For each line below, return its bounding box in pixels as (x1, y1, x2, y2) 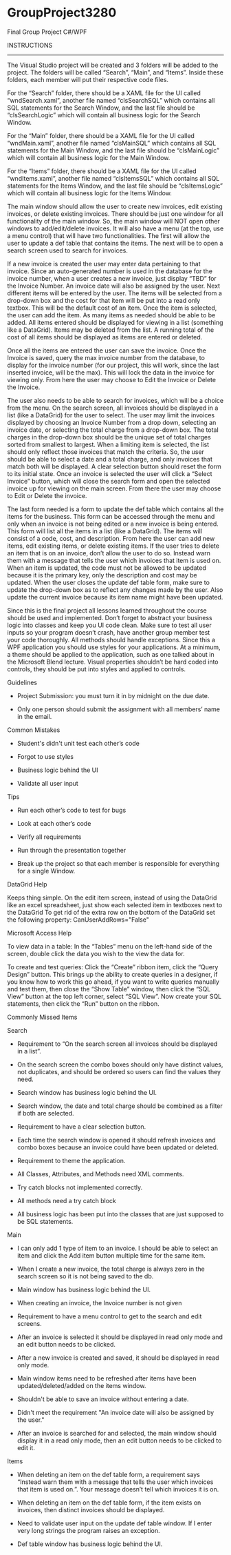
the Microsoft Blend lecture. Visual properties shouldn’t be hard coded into (7, 657, 219, 666)
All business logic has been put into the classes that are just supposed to (16, 1209, 224, 1218)
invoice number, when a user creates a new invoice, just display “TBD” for (7, 274, 217, 282)
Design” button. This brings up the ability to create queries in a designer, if (7, 970, 218, 978)
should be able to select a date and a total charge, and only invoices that (7, 455, 213, 463)
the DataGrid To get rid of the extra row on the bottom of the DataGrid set (7, 908, 215, 916)
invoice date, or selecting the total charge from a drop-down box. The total (7, 426, 219, 434)
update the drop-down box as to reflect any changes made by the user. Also (7, 585, 223, 594)
